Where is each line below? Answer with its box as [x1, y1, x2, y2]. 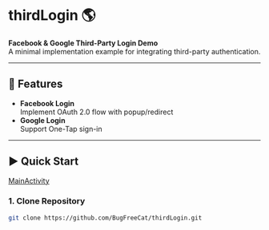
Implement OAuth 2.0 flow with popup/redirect [19, 107, 174, 117]
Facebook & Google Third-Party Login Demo [8, 38, 159, 48]
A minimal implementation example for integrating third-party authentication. [8, 46, 261, 56]
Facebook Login [19, 98, 74, 108]
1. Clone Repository [8, 196, 86, 207]
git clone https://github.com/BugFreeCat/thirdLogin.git [8, 213, 203, 222]
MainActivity [8, 176, 50, 185]
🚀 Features [8, 77, 63, 91]
